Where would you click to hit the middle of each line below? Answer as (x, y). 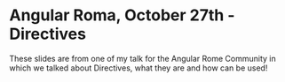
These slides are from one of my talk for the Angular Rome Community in (143, 58)
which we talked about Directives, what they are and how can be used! (139, 68)
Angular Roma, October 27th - (122, 15)
